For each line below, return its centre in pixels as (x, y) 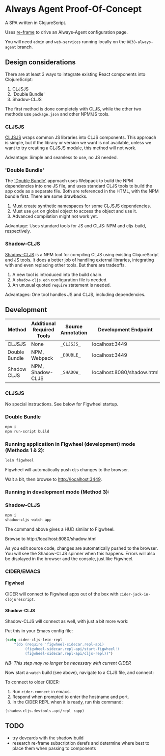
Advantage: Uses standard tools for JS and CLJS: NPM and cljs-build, (76, 226)
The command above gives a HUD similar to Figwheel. (60, 529)
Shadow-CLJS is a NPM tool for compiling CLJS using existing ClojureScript (82, 254)
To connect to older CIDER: (32, 682)
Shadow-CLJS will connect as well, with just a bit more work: (67, 621)
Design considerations (41, 62)
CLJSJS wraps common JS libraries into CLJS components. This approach (81, 137)
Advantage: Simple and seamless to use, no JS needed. (61, 158)
